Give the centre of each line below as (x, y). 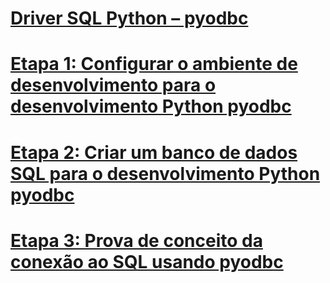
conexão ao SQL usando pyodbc (147, 261)
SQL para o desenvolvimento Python (165, 173)
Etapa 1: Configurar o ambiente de (154, 64)
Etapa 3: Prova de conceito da (136, 240)
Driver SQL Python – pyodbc (129, 18)
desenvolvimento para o (113, 85)
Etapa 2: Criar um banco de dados (154, 152)
